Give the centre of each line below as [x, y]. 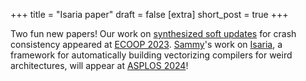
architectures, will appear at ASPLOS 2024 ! [99, 65]
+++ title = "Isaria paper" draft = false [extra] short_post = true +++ [149, 14]
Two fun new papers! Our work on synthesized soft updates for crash [153, 33]
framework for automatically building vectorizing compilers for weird [151, 55]
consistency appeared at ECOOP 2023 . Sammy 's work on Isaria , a [146, 44]
